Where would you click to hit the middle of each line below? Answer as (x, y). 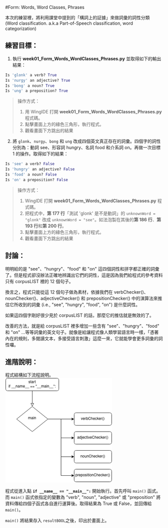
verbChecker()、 (131, 292)
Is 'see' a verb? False (30, 164)
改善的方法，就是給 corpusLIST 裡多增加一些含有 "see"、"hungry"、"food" (82, 326)
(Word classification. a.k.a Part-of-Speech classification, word (69, 23)
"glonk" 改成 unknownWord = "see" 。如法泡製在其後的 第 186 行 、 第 (93, 219)
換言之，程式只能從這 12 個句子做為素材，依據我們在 (59, 292)
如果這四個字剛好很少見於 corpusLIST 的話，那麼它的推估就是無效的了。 (79, 315)
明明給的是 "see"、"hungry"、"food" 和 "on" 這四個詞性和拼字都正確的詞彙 (82, 269)
